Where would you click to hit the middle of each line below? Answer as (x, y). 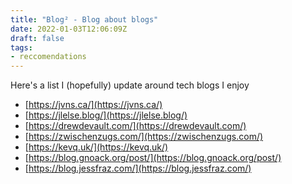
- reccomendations (48, 57)
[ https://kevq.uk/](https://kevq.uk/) (96, 147)
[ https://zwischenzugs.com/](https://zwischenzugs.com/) (144, 137)
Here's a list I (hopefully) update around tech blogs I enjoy (130, 85)
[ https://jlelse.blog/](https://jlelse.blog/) (106, 115)
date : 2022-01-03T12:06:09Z (69, 29)
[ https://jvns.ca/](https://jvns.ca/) (93, 105)
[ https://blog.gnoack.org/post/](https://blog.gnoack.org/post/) (153, 158)
